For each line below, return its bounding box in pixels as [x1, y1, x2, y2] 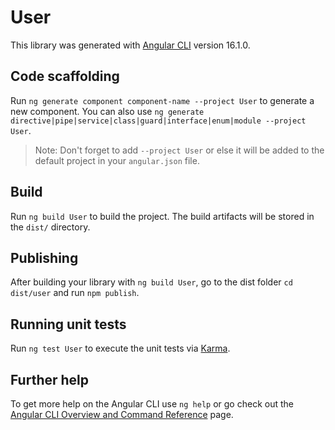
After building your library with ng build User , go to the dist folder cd [10, 276, 293, 288]
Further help [10, 371, 90, 388]
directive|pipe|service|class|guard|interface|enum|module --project [10, 116, 307, 126]
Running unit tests [10, 316, 127, 333]
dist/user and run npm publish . [10, 287, 140, 299]
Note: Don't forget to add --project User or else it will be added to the [34, 144, 325, 156]
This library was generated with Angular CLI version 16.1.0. [10, 39, 251, 51]
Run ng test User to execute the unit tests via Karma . [10, 342, 231, 355]
